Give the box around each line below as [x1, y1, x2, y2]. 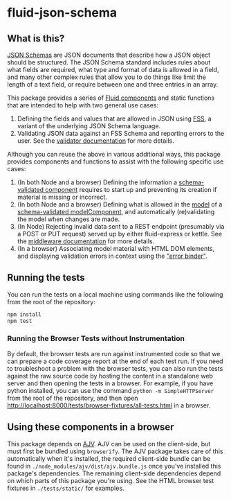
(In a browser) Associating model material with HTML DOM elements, [17, 245, 215, 252]
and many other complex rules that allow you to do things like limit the [7, 73, 206, 81]
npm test [7, 317, 33, 324]
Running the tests [7, 272, 85, 283]
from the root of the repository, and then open [7, 394, 138, 402]
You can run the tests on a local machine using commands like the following [7, 290, 223, 299]
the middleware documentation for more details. [17, 237, 154, 245]
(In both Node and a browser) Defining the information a [17, 178, 178, 186]
